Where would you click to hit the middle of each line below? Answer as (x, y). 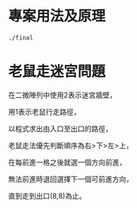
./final (21, 38)
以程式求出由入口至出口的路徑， (60, 128)
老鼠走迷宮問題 (57, 72)
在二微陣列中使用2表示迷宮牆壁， (63, 95)
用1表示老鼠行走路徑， (44, 112)
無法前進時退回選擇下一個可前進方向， (70, 179)
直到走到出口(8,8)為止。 (47, 195)
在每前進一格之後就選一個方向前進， (67, 162)
